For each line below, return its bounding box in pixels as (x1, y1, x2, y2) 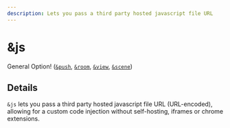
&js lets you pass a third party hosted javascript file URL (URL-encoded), (7, 100, 213, 108)
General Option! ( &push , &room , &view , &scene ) (7, 62, 133, 71)
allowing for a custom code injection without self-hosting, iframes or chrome (7, 107, 224, 116)
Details (7, 81, 38, 93)
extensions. (7, 114, 40, 123)
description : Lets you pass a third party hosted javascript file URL (7, 10, 214, 17)
